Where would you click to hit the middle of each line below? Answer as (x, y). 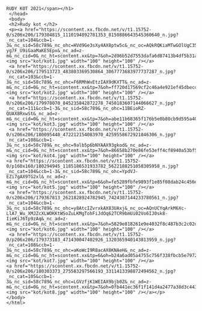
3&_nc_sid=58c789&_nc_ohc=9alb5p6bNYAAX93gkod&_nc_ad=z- (79, 145)
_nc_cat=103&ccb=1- (31, 77)
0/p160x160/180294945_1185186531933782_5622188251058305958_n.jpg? (93, 166)
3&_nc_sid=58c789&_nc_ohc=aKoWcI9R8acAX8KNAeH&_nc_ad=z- (79, 250)
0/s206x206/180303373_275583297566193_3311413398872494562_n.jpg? (91, 271)
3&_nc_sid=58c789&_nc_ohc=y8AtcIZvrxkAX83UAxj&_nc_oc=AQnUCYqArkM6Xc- (96, 208)
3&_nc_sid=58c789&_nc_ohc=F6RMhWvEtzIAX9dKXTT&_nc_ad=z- (79, 82)
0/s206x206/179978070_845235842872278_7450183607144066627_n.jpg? (91, 103)
